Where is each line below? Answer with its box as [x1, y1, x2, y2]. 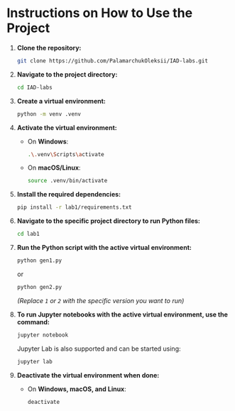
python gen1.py [16, 257, 62, 264]
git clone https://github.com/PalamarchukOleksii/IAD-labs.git [16, 57, 209, 65]
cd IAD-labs [16, 84, 53, 91]
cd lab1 [16, 231, 40, 238]
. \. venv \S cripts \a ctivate [27, 150, 104, 158]
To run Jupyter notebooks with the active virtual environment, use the [16, 310, 229, 319]
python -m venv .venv [16, 110, 81, 118]
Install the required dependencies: [16, 190, 121, 199]
